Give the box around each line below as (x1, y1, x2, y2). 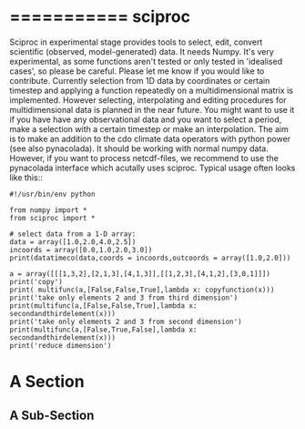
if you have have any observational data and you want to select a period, (9, 114, 282, 125)
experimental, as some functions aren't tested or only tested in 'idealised (9, 56, 283, 66)
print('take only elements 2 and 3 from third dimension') (9, 293, 239, 302)
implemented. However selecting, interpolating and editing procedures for (9, 94, 287, 106)
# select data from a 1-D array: (9, 230, 137, 239)
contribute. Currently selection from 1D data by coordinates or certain (9, 75, 270, 86)
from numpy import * (9, 205, 88, 215)
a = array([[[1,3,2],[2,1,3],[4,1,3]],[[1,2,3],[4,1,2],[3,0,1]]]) (9, 269, 271, 279)
